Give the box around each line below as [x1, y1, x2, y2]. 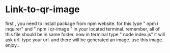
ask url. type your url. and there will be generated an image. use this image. [5, 37, 164, 43]
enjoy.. [5, 42, 19, 48]
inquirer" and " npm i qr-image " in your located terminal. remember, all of [5, 25, 160, 32]
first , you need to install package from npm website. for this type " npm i [5, 20, 159, 26]
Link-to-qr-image [5, 4, 80, 15]
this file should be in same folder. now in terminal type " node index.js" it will [5, 31, 165, 37]
